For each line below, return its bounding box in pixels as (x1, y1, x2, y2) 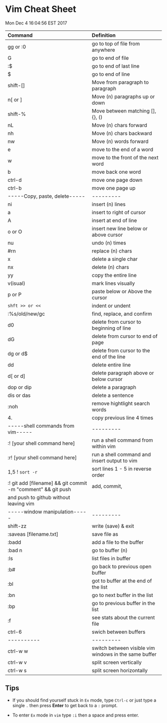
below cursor (91, 375, 123, 382)
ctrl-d (7, 176, 22, 183)
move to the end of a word (91, 146, 153, 153)
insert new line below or (91, 225, 148, 232)
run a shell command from (91, 437, 153, 444)
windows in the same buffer (91, 651, 157, 658)
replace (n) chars (91, 247, 132, 254)
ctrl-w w (7, 647, 28, 654)
